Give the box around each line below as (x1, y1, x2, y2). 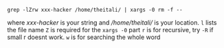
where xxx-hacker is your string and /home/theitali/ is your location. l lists (7, 19, 218, 27)
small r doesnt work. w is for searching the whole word (7, 33, 161, 41)
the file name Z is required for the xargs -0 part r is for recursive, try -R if (7, 26, 214, 34)
